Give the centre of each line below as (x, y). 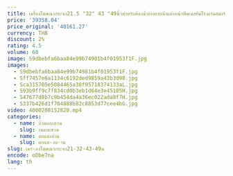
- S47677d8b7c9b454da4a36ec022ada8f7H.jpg (76, 98)
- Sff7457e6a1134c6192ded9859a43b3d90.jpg (76, 78)
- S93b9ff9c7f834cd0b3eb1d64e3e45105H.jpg (76, 91)
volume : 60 (23, 53)
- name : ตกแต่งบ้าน (37, 136)
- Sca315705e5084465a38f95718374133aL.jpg (76, 85)
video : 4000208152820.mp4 (44, 110)
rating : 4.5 (24, 46)
